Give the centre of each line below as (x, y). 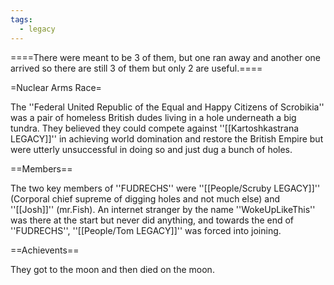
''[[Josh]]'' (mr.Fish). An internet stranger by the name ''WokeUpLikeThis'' (163, 209)
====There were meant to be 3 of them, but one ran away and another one (166, 57)
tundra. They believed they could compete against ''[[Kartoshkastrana (155, 128)
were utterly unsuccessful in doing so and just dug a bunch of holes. (151, 149)
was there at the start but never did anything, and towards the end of (152, 220)
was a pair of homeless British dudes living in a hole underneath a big (153, 117)
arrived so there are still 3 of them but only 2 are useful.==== (136, 68)
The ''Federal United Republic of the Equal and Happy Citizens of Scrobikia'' (167, 107)
